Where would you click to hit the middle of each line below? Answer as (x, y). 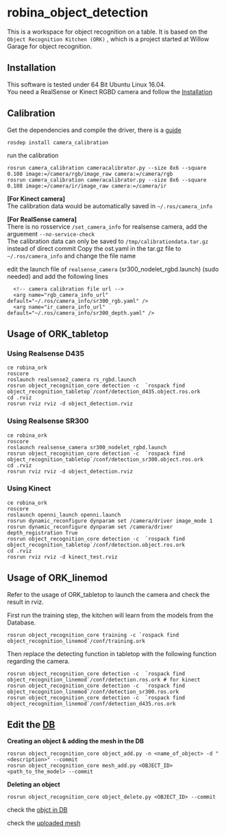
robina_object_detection (78, 13)
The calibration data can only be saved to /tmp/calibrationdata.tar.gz (108, 241)
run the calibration (33, 155)
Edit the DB (31, 725)
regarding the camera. (38, 661)
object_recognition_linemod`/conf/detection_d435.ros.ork (91, 703)
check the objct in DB (37, 810)
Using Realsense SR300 (48, 421)
